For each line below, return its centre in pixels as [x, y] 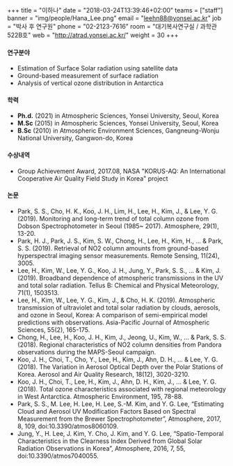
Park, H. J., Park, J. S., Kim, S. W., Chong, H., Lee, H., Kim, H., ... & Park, [120, 241]
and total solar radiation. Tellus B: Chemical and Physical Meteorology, [118, 285]
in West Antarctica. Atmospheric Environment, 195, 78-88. [100, 396]
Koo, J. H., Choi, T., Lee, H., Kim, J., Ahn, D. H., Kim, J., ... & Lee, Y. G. [117, 382]
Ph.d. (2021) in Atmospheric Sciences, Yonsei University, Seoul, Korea [118, 116]
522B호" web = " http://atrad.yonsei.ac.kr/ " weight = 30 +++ [93, 35]
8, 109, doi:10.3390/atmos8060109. [68, 426]
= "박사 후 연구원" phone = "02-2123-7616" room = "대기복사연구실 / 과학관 [112, 26]
